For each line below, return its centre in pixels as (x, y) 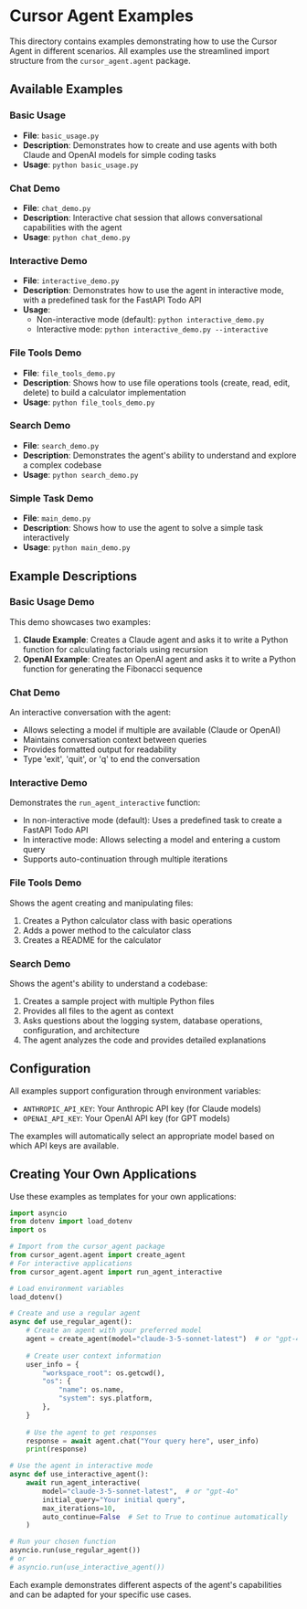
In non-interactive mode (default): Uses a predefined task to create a (152, 820)
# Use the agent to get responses (91, 1432)
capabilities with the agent (72, 227)
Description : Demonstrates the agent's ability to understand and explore (159, 455)
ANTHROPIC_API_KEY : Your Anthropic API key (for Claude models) (142, 1108)
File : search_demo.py (61, 445)
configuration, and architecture (81, 1030)
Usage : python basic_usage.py (80, 164)
